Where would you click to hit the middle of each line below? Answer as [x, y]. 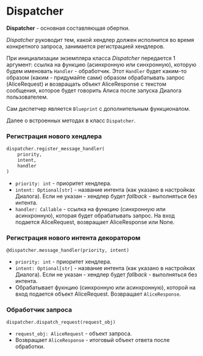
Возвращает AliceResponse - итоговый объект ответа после [92, 340]
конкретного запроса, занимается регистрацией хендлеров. [85, 46]
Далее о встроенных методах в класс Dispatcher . [71, 120]
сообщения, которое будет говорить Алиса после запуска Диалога [94, 90]
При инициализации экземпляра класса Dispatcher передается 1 [91, 58]
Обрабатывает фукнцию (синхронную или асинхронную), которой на [105, 287]
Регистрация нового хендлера [54, 136]
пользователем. [27, 97]
